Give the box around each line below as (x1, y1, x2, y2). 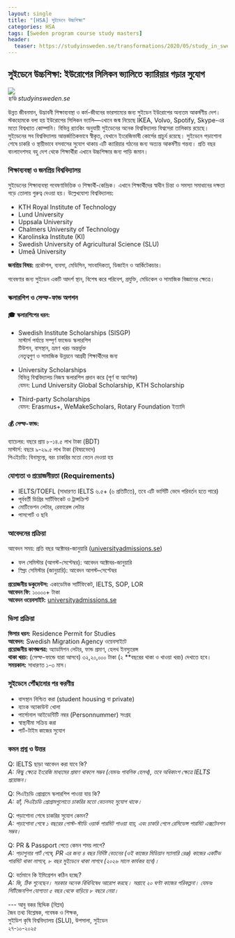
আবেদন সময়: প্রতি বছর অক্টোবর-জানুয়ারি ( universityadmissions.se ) (8, 544, 162, 552)
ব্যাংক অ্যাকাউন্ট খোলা (17, 703, 61, 711)
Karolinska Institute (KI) (17, 233, 86, 241)
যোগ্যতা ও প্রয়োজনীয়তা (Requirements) (8, 471, 115, 481)
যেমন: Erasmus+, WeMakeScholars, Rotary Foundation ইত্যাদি (17, 402, 185, 411)
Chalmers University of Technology (17, 225, 120, 234)
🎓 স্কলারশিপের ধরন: (8, 310, 51, 318)
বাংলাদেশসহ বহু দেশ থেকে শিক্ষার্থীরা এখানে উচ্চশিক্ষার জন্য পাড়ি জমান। (8, 147, 149, 156)
